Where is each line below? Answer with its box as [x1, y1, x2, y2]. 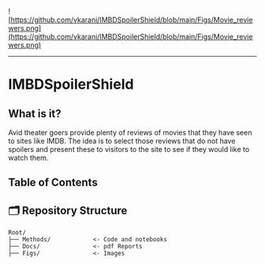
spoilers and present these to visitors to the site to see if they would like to [8, 145, 250, 153]
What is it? [8, 107, 62, 120]
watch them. [8, 153, 49, 162]
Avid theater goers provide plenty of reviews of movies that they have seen [8, 128, 252, 137]
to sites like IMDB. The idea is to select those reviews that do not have [8, 136, 236, 146]
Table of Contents [8, 176, 99, 189]
